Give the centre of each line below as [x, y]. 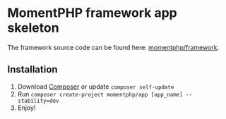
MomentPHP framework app [93, 13]
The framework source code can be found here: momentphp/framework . [113, 47]
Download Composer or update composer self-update [96, 87]
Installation [32, 69]
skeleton [33, 28]
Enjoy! [26, 108]
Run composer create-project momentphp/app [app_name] [100, 94]
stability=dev [38, 101]
